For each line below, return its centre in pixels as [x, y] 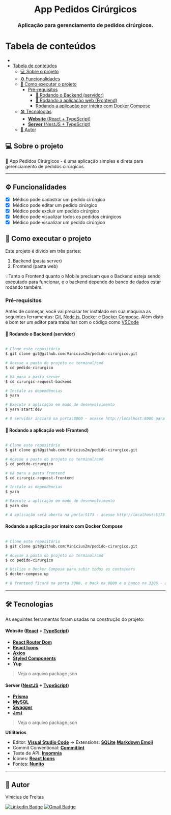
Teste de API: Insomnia [37, 753]
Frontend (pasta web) [35, 266]
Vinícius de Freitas [25, 797]
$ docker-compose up [27, 574]
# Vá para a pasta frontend [35, 473]
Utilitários [16, 733]
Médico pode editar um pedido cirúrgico [55, 205]
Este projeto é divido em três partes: [43, 251]
